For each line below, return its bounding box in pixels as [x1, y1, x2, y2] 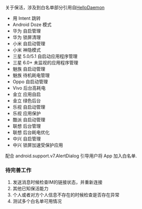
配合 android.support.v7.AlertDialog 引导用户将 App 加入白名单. [5, 153, 137, 159]
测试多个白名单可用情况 [12, 198, 62, 204]
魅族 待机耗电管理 [12, 73, 50, 78]
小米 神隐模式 [12, 47, 41, 53]
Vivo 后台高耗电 [12, 85, 46, 91]
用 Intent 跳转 [12, 15, 41, 21]
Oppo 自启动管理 [12, 79, 48, 85]
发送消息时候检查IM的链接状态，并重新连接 [12, 179, 103, 185]
